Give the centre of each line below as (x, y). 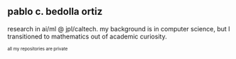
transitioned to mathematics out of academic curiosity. (87, 36)
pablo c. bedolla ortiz (55, 12)
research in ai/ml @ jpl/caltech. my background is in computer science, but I (119, 28)
